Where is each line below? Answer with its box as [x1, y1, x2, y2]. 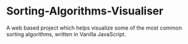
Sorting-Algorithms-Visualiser [6, 4, 164, 18]
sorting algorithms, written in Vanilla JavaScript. [6, 30, 127, 37]
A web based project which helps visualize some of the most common [6, 24, 183, 31]
